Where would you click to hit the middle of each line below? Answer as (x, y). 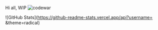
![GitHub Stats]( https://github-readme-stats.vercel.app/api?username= (79, 17)
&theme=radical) (23, 23)
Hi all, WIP (16, 8)
